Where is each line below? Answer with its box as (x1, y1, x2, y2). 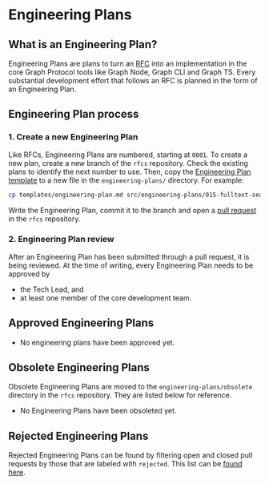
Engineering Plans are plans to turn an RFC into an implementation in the (8, 58, 247, 68)
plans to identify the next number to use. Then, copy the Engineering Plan (8, 167, 251, 176)
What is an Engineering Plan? (8, 38, 158, 51)
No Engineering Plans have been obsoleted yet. (19, 406, 177, 416)
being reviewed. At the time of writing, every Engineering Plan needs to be (8, 260, 254, 270)
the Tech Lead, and (19, 284, 84, 294)
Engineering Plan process (8, 107, 139, 121)
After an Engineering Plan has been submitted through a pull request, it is (8, 252, 250, 261)
